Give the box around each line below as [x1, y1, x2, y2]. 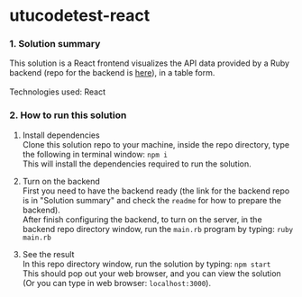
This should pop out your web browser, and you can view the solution [22, 267, 281, 279]
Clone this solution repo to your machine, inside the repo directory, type [22, 139, 290, 149]
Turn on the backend [22, 175, 101, 186]
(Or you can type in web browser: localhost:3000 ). [22, 277, 212, 288]
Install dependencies [22, 130, 101, 140]
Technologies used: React [9, 86, 106, 97]
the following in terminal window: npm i [22, 148, 169, 159]
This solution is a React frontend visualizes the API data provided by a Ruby [9, 58, 290, 68]
